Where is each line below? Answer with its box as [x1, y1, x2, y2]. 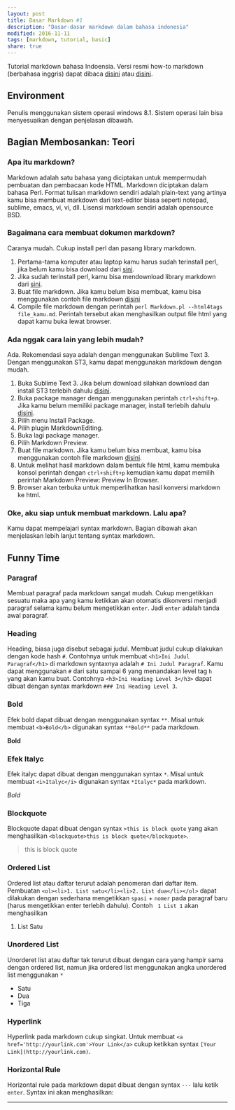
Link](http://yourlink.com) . [7, 1048, 91, 1056]
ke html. [17, 491, 41, 499]
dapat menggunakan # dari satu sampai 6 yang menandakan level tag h [7, 667, 212, 675]
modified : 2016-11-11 [7, 29, 71, 37]
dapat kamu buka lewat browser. [17, 317, 112, 325]
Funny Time [7, 552, 60, 564]
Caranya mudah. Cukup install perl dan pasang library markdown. [7, 243, 197, 252]
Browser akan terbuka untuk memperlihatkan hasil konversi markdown [17, 483, 220, 492]
